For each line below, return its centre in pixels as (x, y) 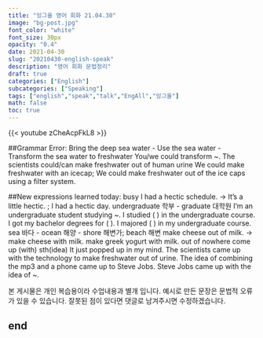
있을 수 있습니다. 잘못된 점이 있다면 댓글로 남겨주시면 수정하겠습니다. (121, 301)
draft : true (27, 74)
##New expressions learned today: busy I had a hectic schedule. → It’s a (126, 197)
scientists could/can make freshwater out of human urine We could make (126, 165)
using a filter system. (42, 181)
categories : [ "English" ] (49, 81)
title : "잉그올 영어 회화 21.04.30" (62, 15)
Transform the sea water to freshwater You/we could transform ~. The (122, 156)
